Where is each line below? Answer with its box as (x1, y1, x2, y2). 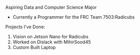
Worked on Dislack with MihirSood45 (12, 39, 91, 45)
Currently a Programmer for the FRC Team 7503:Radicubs (12, 14, 135, 20)
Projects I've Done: (5, 24, 45, 30)
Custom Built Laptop (12, 44, 56, 50)
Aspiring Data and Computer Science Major (5, 5, 97, 10)
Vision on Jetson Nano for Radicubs (12, 34, 88, 39)
